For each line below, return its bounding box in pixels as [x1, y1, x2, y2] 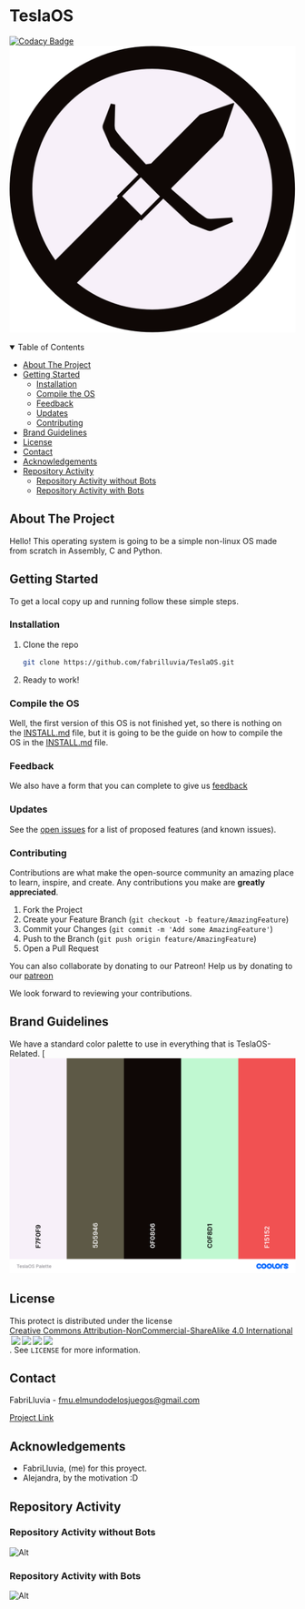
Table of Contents [17, 341, 84, 352]
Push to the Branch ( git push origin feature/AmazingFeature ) [22, 933, 257, 944]
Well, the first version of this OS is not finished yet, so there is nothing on [9, 718, 282, 729]
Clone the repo [22, 639, 79, 650]
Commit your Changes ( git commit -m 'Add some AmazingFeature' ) [22, 923, 274, 934]
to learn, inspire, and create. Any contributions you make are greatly [9, 876, 266, 887]
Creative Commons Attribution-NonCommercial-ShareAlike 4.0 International [9, 1325, 293, 1336]
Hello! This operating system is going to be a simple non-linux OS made [9, 535, 278, 546]
